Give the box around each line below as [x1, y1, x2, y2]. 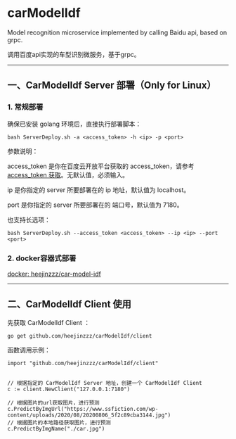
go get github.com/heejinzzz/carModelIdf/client [7, 332, 152, 339]
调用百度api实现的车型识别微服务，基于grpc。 [7, 50, 140, 58]
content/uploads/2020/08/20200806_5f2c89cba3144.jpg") [7, 412, 171, 419]
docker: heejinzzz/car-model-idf [7, 269, 102, 278]
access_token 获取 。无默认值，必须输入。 [7, 170, 129, 179]
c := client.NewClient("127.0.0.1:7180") [7, 386, 131, 393]
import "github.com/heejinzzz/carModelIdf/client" [7, 360, 159, 367]
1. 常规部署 [7, 102, 44, 112]
